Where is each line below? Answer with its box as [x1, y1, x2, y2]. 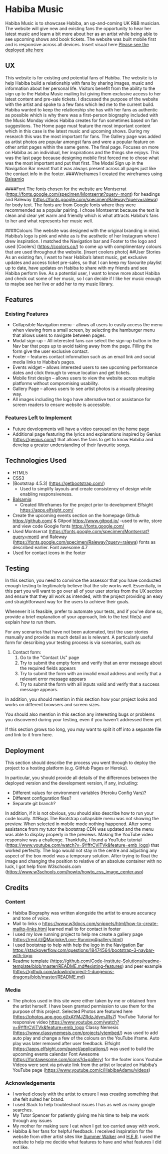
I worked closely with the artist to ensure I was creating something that [12, 1091, 158, 1097]
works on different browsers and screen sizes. [5, 702, 101, 708]
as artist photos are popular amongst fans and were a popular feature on [5, 139, 155, 145]
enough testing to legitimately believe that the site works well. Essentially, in [5, 583, 161, 589]
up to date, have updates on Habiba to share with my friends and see [5, 265, 147, 271]
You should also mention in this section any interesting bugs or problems [5, 711, 155, 717]
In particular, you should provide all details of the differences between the [5, 775, 157, 781]
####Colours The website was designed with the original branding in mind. [5, 227, 160, 233]
